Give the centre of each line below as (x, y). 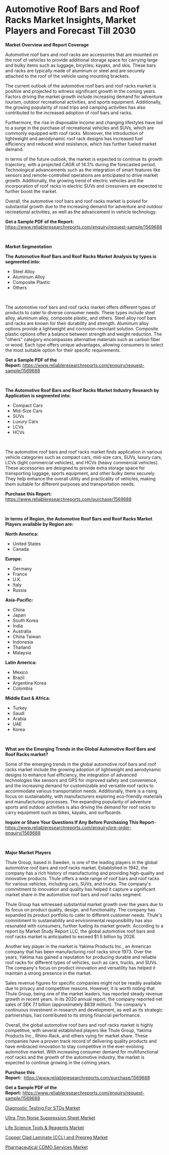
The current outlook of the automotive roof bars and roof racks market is (81, 86)
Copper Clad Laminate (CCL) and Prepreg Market (57, 1137)
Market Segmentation (29, 247)
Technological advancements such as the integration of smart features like (83, 170)
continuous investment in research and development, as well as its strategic (84, 1009)
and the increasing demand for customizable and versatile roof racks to (79, 785)
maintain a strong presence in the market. (48, 973)
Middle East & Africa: (28, 698)
